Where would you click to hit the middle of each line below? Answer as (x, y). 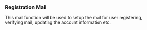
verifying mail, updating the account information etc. (58, 22)
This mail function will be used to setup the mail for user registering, (74, 18)
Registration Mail (26, 7)
